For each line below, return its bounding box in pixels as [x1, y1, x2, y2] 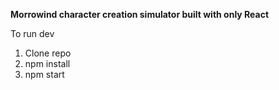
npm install [24, 58, 71, 69]
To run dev [10, 28, 55, 39]
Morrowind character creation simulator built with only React [10, 9, 270, 20]
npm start [24, 69, 65, 80]
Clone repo [24, 47, 72, 59]
